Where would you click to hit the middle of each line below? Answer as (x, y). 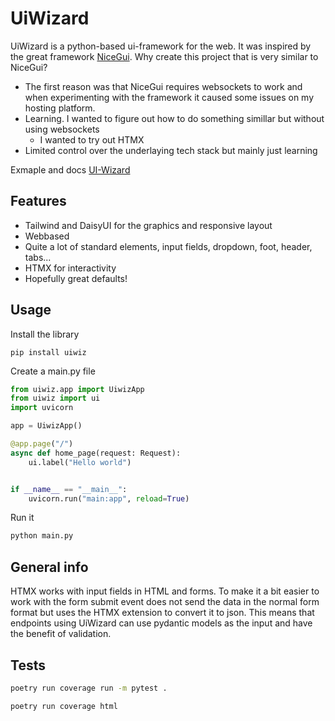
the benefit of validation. (61, 634)
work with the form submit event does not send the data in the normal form (165, 602)
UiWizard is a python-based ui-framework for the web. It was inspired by (161, 46)
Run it (22, 518)
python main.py (42, 536)
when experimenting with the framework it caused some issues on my (169, 97)
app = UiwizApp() (46, 426)
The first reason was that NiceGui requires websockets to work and (163, 86)
